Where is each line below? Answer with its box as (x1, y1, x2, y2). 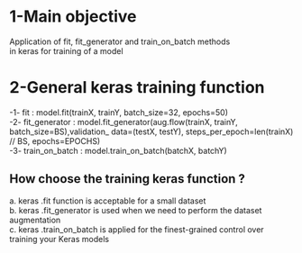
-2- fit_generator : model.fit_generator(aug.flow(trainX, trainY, (9, 116, 238, 127)
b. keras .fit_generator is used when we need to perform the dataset (9, 204, 262, 215)
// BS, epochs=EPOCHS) (9, 135, 101, 146)
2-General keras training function (9, 77, 265, 98)
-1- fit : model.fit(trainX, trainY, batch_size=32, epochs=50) (9, 106, 228, 118)
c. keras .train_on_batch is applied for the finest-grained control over (9, 223, 264, 235)
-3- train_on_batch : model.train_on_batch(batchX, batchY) (9, 145, 227, 156)
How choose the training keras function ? (9, 171, 246, 186)
